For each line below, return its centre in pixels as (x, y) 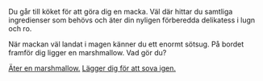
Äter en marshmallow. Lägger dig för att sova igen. (92, 68)
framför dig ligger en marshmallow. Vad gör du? (88, 53)
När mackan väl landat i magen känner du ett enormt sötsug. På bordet (126, 44)
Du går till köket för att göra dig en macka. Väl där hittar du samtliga (121, 12)
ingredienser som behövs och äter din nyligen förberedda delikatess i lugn (132, 20)
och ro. (20, 28)
